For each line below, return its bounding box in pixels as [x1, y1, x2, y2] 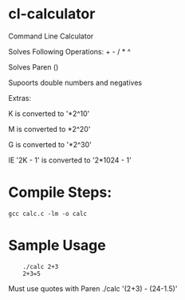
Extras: [8, 93, 32, 102]
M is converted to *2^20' [8, 124, 91, 134]
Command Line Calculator [8, 31, 94, 41]
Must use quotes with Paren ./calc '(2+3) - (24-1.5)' [8, 283, 178, 293]
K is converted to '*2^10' [8, 109, 90, 118]
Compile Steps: [8, 183, 112, 202]
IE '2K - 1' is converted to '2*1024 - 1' [8, 155, 132, 165]
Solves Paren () [8, 62, 59, 72]
